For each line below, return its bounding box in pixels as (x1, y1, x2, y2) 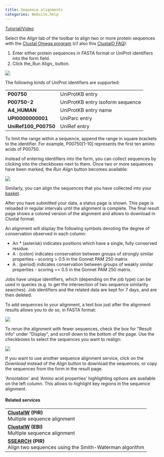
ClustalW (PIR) (7, 409, 43, 416)
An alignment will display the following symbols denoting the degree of (5, 225, 150, 231)
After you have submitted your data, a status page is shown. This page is (5, 200, 154, 206)
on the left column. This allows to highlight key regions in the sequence (5, 380, 150, 387)
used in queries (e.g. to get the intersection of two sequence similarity (5, 281, 149, 287)
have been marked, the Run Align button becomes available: (5, 166, 128, 172)
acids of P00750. (5, 146, 40, 152)
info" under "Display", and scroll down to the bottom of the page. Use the (5, 331, 155, 337)
